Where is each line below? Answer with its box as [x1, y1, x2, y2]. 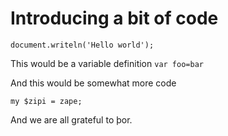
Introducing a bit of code [10, 7, 219, 30]
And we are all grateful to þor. [10, 113, 133, 126]
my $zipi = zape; [10, 96, 83, 106]
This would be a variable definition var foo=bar [10, 57, 204, 69]
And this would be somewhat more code [10, 77, 177, 89]
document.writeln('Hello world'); [10, 40, 155, 50]
